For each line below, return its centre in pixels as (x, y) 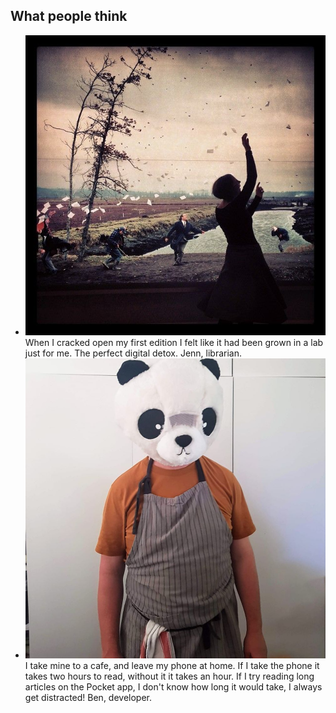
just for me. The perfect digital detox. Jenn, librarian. (133, 353)
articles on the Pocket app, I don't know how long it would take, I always (173, 687)
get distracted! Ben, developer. (88, 698)
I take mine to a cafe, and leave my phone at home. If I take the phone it (172, 666)
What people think (69, 16)
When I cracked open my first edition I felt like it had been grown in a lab (174, 343)
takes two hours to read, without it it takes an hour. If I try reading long (169, 676)
